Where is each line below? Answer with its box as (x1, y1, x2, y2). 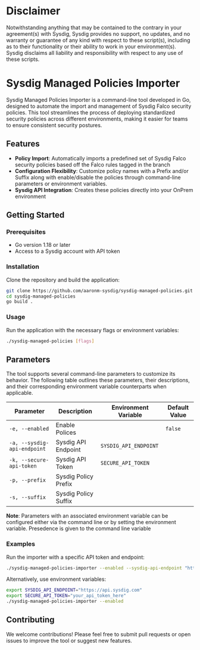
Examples (6, 540, 36, 548)
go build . (6, 299, 33, 305)
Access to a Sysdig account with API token (14, 247, 120, 255)
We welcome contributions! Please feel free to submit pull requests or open (6, 630, 191, 637)
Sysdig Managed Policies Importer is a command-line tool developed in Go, (6, 96, 191, 103)
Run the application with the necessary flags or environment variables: (6, 326, 180, 333)
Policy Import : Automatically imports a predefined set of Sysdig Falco (14, 154, 186, 162)
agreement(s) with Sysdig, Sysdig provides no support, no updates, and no (6, 30, 190, 37)
